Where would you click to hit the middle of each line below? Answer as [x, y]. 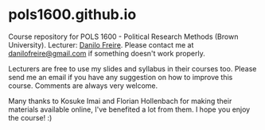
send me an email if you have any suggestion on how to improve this [121, 77]
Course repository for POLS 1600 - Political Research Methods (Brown [123, 36]
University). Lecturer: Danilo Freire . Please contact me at [101, 44]
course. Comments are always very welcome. [83, 86]
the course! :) [30, 117]
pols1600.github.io [72, 15]
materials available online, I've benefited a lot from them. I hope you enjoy [129, 109]
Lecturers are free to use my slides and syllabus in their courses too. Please [132, 68]
